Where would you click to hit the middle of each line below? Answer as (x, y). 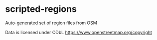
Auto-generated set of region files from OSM (51, 23)
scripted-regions (41, 9)
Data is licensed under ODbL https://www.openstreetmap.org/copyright (78, 32)
